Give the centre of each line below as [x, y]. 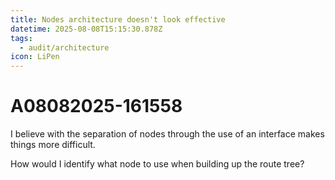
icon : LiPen [35, 57]
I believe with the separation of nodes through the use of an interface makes [167, 134]
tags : [21, 38]
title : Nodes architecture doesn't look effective [118, 19]
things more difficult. [53, 145]
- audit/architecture [64, 47]
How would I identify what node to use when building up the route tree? [157, 164]
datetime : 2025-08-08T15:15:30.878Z [86, 29]
